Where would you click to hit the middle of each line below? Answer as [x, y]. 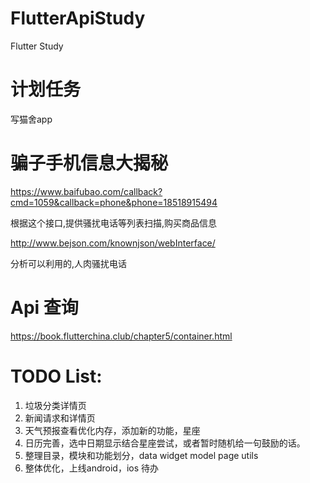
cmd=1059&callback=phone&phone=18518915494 [114, 202]
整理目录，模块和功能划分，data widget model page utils [141, 455]
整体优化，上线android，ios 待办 [92, 468]
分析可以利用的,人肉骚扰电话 [69, 263]
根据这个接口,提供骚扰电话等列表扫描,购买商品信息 [114, 223]
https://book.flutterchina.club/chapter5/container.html [121, 336]
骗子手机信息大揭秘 [89, 163]
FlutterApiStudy [78, 18]
